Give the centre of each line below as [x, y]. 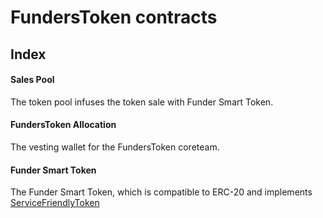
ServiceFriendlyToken [55, 203]
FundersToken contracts [114, 17]
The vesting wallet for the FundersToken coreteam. [115, 147]
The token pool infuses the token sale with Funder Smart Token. [142, 102]
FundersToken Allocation [63, 125]
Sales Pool [32, 80]
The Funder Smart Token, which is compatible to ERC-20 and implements [161, 192]
